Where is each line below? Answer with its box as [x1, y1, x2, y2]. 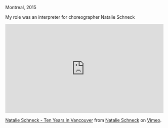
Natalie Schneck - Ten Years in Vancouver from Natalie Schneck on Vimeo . [5, 117, 162, 123]
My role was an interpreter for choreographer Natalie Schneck [5, 14, 135, 20]
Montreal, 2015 [5, 5, 36, 10]
